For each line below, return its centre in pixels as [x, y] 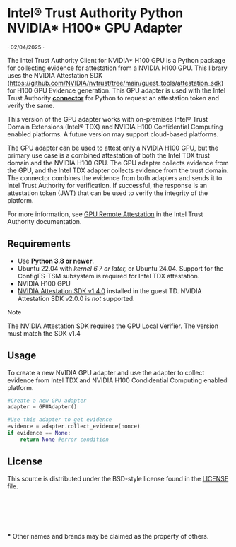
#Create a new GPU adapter [47, 401]
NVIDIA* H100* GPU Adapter [95, 28]
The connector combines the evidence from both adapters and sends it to [115, 177]
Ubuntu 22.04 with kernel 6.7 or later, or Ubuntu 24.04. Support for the [120, 268]
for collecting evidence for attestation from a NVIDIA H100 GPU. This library [117, 68]
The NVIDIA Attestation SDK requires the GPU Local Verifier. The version [113, 326]
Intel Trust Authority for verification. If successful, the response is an [107, 185]
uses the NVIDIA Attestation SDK [55, 75]
